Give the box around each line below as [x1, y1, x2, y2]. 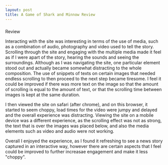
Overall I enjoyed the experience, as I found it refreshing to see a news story [5, 138, 163, 144]
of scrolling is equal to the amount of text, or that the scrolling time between [5, 87, 162, 93]
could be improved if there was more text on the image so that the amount [5, 81, 159, 87]
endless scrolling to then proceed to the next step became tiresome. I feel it [5, 76, 161, 82]
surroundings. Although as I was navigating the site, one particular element [5, 60, 160, 66]
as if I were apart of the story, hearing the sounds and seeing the [5, 54, 139, 60]
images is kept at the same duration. [5, 92, 80, 98]
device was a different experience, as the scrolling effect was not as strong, [5, 118, 162, 124]
